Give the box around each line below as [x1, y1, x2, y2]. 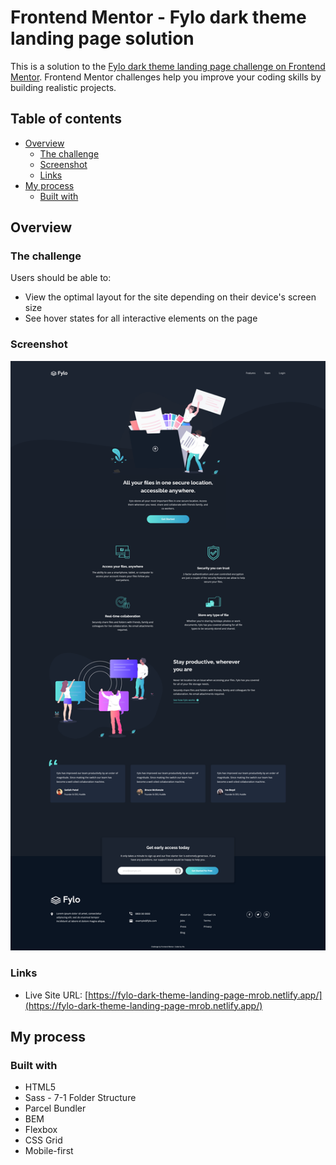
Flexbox [24, 1124, 58, 1136]
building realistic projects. [10, 81, 117, 93]
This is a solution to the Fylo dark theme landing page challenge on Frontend [10, 60, 326, 72]
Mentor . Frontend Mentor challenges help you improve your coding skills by [10, 71, 322, 83]
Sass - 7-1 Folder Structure [24, 1092, 137, 1104]
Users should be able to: [10, 272, 112, 284]
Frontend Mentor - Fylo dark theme [10, 6, 307, 29]
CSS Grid [24, 1134, 63, 1146]
